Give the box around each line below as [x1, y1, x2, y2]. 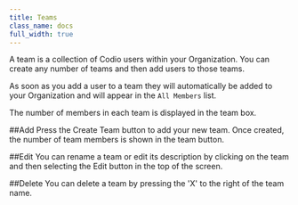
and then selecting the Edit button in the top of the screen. [9, 161, 223, 172]
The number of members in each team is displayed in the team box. [9, 108, 257, 119]
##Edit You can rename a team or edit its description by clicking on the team [9, 152, 289, 162]
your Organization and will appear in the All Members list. [9, 90, 217, 101]
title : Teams [9, 12, 58, 22]
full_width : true [9, 29, 74, 38]
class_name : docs [9, 21, 74, 30]
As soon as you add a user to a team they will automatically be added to [9, 81, 273, 92]
